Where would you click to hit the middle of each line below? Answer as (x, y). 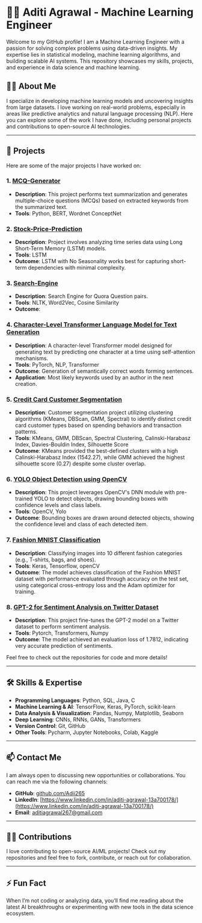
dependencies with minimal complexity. (77, 268)
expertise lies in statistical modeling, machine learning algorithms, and (93, 54)
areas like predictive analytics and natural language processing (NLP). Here (100, 113)
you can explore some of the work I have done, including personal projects (99, 120)
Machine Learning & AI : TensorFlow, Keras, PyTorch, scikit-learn (95, 706)
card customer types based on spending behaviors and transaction (98, 425)
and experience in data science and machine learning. (73, 67)
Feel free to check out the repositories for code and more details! (87, 657)
